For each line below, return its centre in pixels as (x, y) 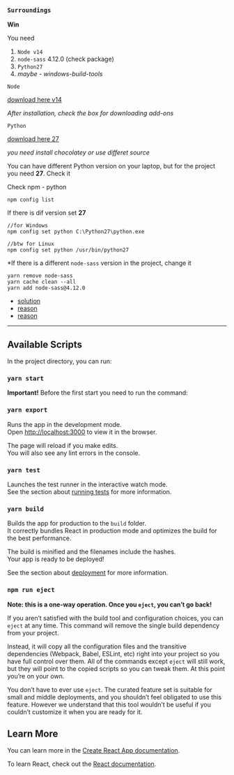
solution (29, 301)
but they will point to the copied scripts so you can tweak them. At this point (116, 668)
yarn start (25, 379)
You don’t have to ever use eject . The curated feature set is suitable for (110, 689)
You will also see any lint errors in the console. (74, 453)
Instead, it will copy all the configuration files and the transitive (97, 646)
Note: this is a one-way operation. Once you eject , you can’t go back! (110, 604)
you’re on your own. (36, 676)
